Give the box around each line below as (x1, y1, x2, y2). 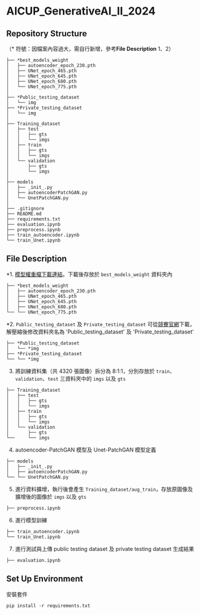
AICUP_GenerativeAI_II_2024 (6, 4, 156, 18)
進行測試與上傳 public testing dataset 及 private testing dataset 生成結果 (15, 545, 195, 552)
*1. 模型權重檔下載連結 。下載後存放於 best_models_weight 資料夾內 (6, 271, 173, 278)
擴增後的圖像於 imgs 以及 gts (15, 493, 86, 500)
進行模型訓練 (15, 516, 47, 524)
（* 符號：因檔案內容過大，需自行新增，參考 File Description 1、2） (6, 45, 174, 52)
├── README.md (6, 211, 42, 217)
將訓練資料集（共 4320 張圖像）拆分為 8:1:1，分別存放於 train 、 (15, 367, 175, 375)
